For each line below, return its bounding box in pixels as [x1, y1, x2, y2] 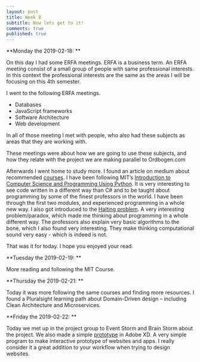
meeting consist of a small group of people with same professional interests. [6, 65, 194, 72]
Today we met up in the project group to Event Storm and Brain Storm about [6, 325, 193, 332]
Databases [14, 101, 42, 108]
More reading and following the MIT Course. [6, 266, 115, 273]
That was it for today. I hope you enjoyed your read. [6, 243, 133, 250]
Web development [14, 120, 60, 127]
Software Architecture [14, 114, 70, 121]
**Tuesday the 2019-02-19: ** [6, 254, 82, 262]
